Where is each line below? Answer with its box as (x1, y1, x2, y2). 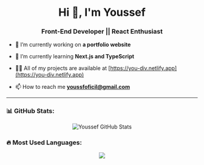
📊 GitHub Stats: (6, 107, 55, 115)
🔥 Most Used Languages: (6, 138, 82, 147)
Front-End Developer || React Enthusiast (41, 27, 163, 36)
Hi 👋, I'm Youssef (58, 5, 146, 19)
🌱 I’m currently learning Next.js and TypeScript (15, 53, 135, 60)
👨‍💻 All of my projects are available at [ (15, 65, 110, 72)
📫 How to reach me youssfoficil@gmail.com (15, 83, 131, 91)
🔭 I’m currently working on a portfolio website (15, 41, 131, 48)
